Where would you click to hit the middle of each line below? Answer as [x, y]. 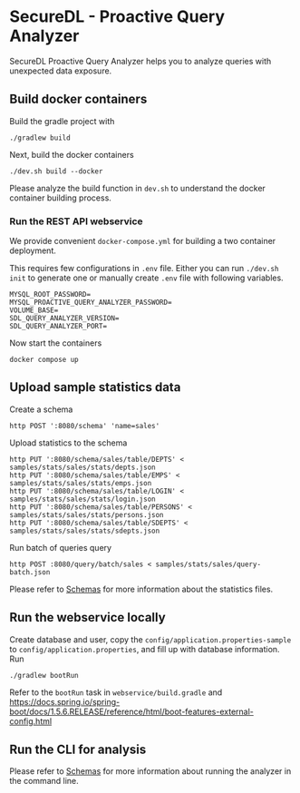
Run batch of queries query [60, 547]
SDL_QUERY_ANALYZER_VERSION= [64, 318]
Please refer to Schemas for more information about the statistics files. [141, 589]
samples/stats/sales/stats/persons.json [87, 514]
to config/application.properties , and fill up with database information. [145, 649]
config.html [31, 721]
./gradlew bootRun [44, 675]
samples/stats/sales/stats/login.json [82, 499]
